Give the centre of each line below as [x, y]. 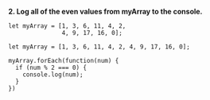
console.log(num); [53, 75]
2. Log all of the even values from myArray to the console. [105, 12]
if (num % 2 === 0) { [51, 67]
